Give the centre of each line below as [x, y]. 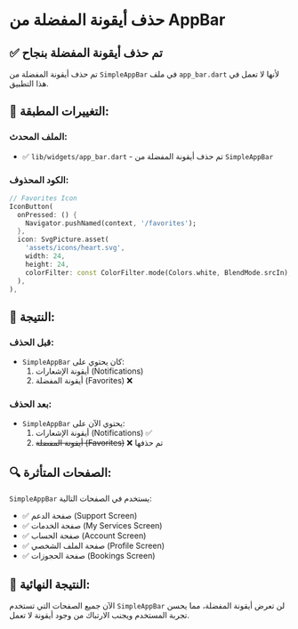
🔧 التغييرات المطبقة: [59, 112]
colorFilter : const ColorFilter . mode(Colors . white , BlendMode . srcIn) [157, 272]
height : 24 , [47, 264]
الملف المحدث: [39, 137]
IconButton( [31, 206]
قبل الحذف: [32, 342]
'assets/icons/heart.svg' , [75, 248]
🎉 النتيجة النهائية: [50, 584]
